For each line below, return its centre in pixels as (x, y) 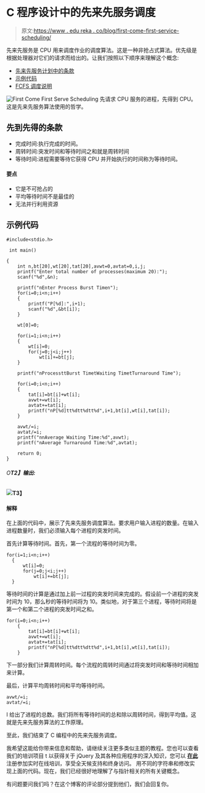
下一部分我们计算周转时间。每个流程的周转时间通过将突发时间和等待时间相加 (103, 665)
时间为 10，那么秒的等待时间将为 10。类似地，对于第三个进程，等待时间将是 (102, 602)
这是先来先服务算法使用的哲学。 (46, 106)
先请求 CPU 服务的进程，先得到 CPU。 (148, 99)
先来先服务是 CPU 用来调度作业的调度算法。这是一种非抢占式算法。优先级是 (102, 50)
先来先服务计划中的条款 (45, 70)
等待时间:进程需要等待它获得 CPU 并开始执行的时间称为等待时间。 (98, 159)
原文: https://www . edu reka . (58, 31)
